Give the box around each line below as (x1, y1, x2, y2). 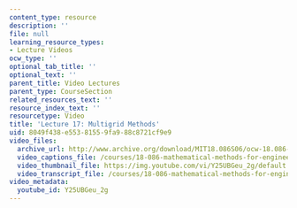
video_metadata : (9, 178, 69, 187)
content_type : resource (9, 12, 97, 22)
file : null (9, 29, 49, 38)
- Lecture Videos (9, 46, 73, 55)
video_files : (9, 136, 57, 145)
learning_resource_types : (9, 37, 104, 47)
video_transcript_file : (17, 169, 104, 178)
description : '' (9, 21, 69, 30)
